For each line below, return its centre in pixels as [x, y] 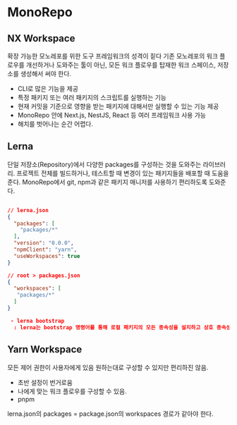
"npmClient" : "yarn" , [45, 250]
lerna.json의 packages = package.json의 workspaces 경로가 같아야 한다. [110, 414]
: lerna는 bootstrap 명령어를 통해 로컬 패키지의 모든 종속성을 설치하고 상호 [114, 327]
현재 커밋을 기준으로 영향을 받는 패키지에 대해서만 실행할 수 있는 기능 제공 [118, 106]
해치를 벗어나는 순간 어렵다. [55, 124]
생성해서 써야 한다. [46, 74]
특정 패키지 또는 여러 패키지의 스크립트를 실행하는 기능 [92, 97]
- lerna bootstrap [37, 321]
